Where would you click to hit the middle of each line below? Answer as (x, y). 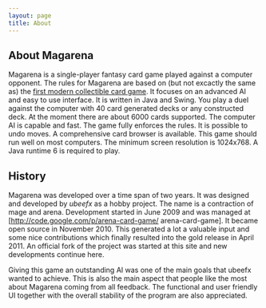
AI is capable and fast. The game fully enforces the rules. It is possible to (128, 125)
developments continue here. (57, 255)
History (27, 176)
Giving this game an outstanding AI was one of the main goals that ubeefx (130, 270)
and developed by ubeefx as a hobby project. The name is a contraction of (131, 203)
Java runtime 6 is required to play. (64, 151)
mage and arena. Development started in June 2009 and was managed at (129, 212)
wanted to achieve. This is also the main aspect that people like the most (128, 278)
